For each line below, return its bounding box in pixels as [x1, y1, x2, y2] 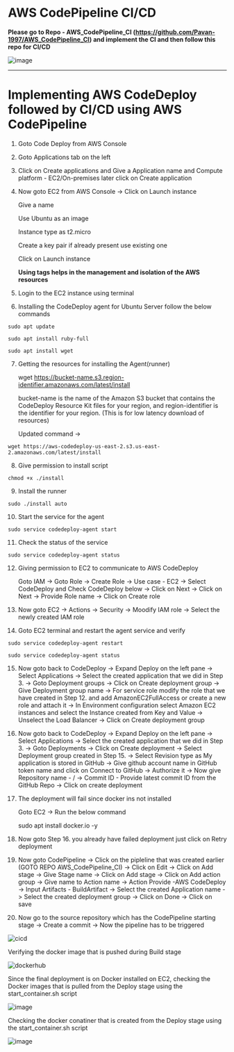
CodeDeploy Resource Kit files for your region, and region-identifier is [17, 401, 219, 409]
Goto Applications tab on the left [17, 153, 111, 161]
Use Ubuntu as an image [17, 214, 89, 222]
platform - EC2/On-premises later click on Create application [17, 174, 192, 182]
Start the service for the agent [17, 512, 105, 520]
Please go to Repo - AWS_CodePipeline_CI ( [8, 28, 136, 36]
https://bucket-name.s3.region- [34, 373, 124, 381]
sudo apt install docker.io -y [17, 821, 98, 830]
